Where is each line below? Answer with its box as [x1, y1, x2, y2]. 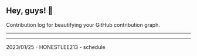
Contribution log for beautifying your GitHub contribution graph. [6, 21, 160, 28]
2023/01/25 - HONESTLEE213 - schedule [6, 43, 106, 50]
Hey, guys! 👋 [6, 6, 53, 16]
